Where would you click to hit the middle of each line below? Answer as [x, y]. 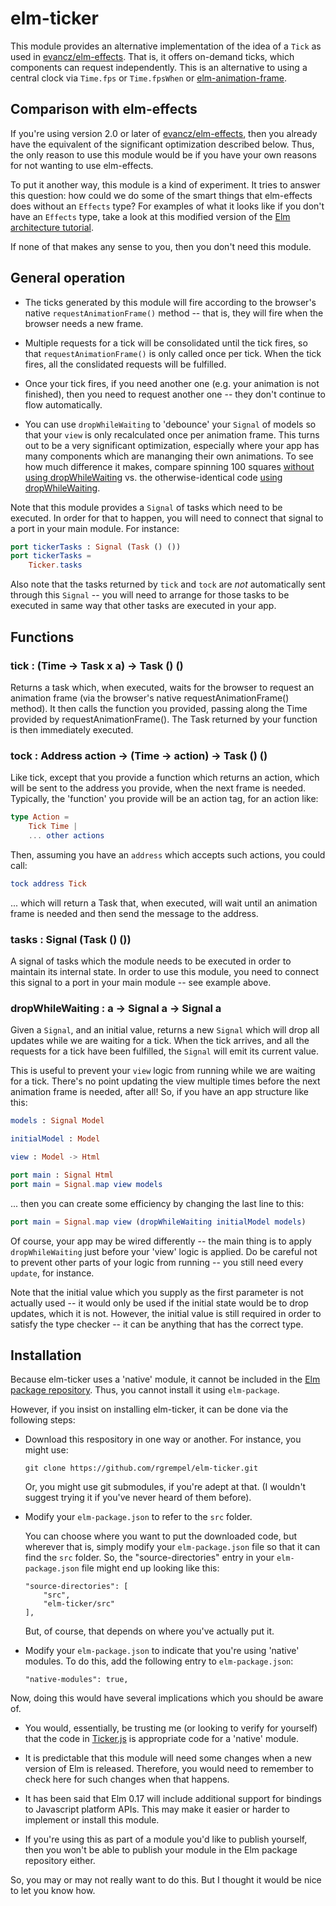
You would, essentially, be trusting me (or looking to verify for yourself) [171, 1728]
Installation [46, 1355]
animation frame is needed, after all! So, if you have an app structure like [160, 1092]
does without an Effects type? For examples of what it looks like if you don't [167, 206]
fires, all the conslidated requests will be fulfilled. [125, 364]
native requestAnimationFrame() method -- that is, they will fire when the [174, 313]
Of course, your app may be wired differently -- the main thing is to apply [161, 1241]
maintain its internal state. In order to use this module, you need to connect [165, 971]
